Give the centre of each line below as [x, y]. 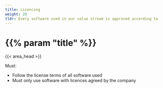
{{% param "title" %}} [51, 43]
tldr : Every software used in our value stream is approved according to [82, 19]
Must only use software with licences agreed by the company [74, 81]
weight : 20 [16, 14]
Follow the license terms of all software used [57, 75]
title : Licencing [23, 10]
